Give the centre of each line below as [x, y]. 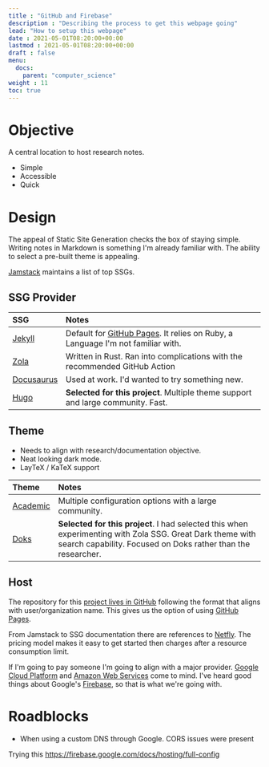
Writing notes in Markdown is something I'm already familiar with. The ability [134, 248]
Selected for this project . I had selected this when [153, 524]
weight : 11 [28, 83]
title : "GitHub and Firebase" [60, 16]
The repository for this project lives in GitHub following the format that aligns [134, 602]
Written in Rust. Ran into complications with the [154, 356]
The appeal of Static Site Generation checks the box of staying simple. [124, 239]
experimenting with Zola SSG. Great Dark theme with [157, 534]
